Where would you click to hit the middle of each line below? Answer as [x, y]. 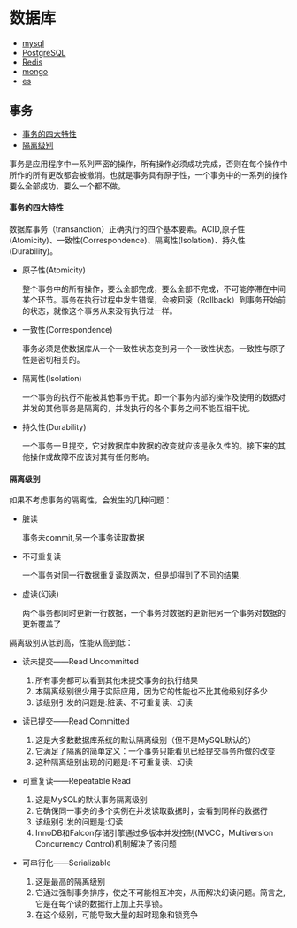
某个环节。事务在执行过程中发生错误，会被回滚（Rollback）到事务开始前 [154, 299]
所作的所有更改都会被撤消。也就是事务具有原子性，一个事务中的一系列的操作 [148, 174]
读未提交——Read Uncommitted [80, 662]
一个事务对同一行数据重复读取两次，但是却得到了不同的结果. [131, 575]
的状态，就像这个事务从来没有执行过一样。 [99, 311]
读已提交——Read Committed [76, 721]
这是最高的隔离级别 [70, 882]
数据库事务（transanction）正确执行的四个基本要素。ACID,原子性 [127, 229]
